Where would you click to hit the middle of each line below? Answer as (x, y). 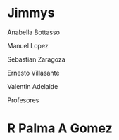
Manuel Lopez (28, 45)
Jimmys (31, 13)
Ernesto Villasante (33, 73)
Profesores (23, 100)
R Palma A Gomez (60, 128)
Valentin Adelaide (33, 86)
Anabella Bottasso (33, 32)
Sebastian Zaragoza (36, 59)
